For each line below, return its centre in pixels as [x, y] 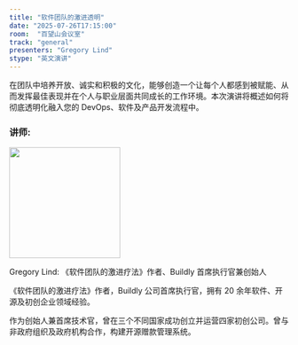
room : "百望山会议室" [47, 34]
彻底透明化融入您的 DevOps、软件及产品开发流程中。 [106, 107]
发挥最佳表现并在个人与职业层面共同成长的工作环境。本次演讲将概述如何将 [153, 96]
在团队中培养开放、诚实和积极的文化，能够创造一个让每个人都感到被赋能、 [145, 85]
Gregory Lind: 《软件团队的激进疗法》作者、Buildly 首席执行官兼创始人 [138, 272]
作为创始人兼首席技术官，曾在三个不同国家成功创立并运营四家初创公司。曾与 [149, 321]
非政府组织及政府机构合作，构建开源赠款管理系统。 [102, 332]
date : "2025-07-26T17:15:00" [63, 26]
